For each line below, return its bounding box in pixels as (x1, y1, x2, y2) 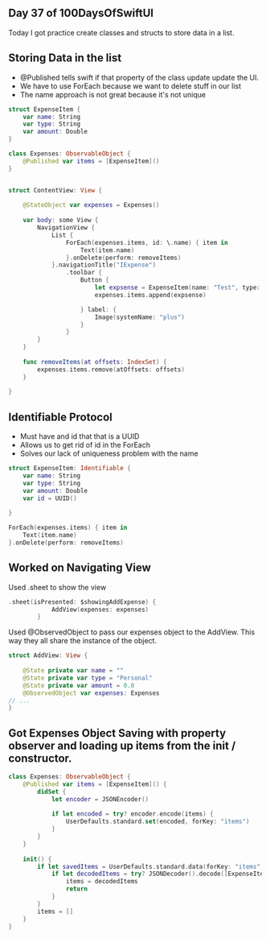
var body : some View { (22, 217, 99, 225)
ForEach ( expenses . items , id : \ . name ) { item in (65, 238, 228, 246)
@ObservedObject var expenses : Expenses (22, 688, 160, 697)
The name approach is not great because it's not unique (19, 89, 207, 99)
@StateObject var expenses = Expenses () (22, 201, 160, 209)
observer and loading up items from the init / (8, 738, 236, 752)
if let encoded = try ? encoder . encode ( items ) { (51, 810, 215, 818)
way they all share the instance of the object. (8, 636, 157, 646)
